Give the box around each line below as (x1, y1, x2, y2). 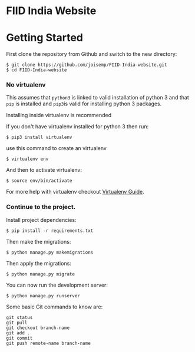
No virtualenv (6, 81, 46, 89)
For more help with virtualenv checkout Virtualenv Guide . (6, 188, 144, 195)
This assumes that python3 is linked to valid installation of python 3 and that (6, 94, 190, 101)
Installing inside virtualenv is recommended (6, 112, 112, 119)
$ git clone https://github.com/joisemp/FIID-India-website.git (6, 62, 167, 68)
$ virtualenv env (6, 156, 49, 162)
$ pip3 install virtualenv (6, 134, 72, 141)
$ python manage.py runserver (6, 293, 81, 298)
